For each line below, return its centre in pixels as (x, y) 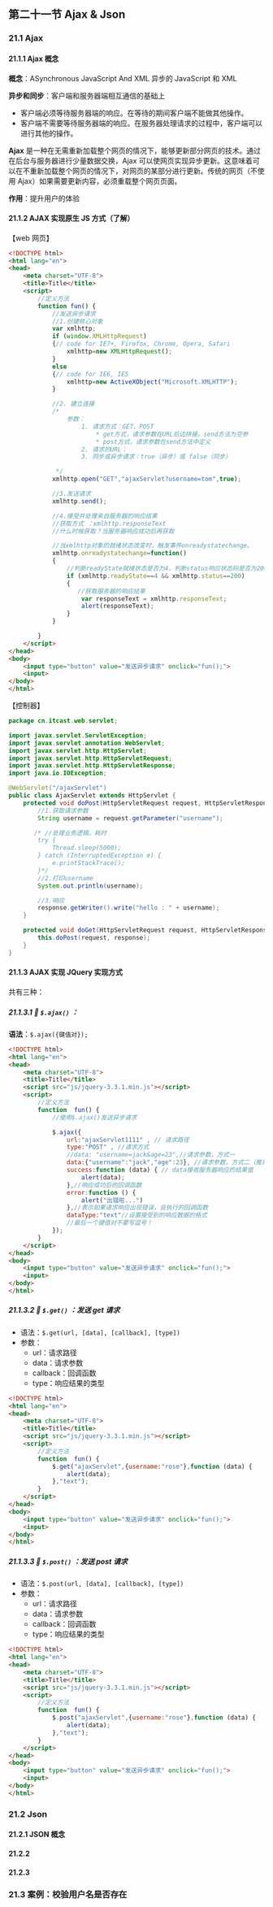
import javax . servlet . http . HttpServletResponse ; (92, 766)
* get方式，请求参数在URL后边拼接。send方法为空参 (172, 434)
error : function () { (101, 1192)
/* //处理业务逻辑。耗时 (70, 833)
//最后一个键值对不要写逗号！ (109, 1223)
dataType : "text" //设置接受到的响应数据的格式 (136, 1215)
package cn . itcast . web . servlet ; (63, 721)
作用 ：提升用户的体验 (44, 198)
